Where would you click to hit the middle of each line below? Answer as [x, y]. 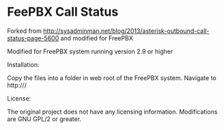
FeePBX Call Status [63, 12]
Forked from [25, 31]
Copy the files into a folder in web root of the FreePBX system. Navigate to [112, 78]
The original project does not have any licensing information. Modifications [112, 112]
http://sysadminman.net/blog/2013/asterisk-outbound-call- [126, 31]
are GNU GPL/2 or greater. [44, 119]
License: [19, 98]
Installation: [23, 64]
